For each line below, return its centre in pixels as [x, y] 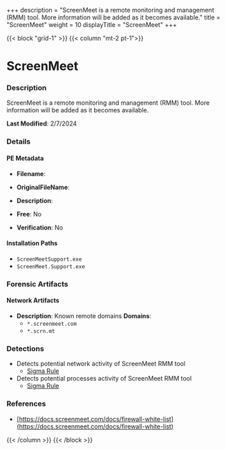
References [26, 404]
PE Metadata [25, 158]
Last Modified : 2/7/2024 [42, 123]
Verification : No [40, 227]
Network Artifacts [33, 300]
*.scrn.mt [41, 331]
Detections [25, 348]
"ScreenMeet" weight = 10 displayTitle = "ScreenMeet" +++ [92, 25]
